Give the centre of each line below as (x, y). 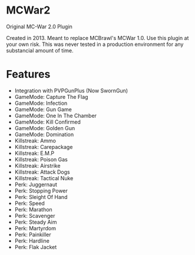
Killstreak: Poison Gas (41, 159)
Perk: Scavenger (35, 216)
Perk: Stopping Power (41, 191)
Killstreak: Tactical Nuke (44, 178)
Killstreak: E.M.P (34, 153)
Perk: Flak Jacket (36, 247)
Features (28, 74)
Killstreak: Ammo (35, 140)
